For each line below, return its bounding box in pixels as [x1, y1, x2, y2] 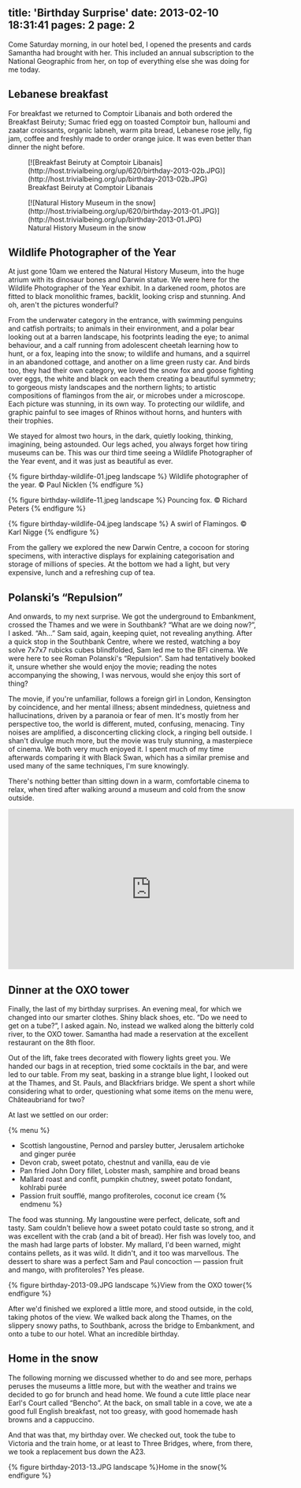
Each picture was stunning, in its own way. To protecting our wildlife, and [8, 399, 245, 409]
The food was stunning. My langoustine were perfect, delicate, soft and [8, 1215, 240, 1224]
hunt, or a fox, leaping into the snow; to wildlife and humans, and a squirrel [8, 349, 251, 358]
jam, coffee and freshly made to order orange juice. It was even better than [8, 133, 252, 143]
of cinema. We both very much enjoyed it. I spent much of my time [8, 745, 225, 754]
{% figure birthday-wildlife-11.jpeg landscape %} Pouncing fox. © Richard [8, 495, 247, 505]
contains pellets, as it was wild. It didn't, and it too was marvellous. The [8, 1248, 240, 1258]
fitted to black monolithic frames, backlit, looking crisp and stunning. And [8, 292, 246, 301]
